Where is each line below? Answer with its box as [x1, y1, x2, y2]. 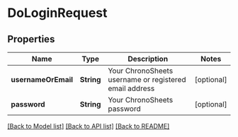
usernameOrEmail [11, 75, 73, 84]
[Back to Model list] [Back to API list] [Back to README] [7, 122, 170, 130]
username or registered [108, 75, 186, 84]
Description [127, 54, 169, 64]
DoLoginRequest [7, 5, 108, 21]
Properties [7, 33, 55, 45]
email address [108, 83, 155, 93]
